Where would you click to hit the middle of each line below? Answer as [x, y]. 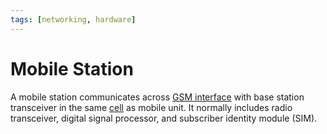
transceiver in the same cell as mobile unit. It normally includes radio [151, 107]
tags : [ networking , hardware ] [73, 19]
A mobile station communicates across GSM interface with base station [157, 97]
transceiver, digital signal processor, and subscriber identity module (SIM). [164, 118]
